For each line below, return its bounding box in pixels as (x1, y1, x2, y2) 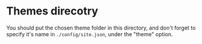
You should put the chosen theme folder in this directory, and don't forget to (6, 24, 196, 31)
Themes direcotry (6, 4, 99, 18)
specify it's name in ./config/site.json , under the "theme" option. (6, 30, 174, 37)
